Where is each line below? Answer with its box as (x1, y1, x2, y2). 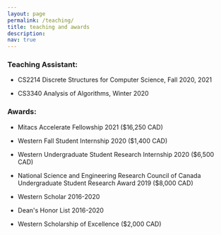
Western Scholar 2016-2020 (17, 192, 100, 201)
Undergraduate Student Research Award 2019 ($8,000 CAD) (17, 179, 193, 187)
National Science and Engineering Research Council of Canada (17, 171, 201, 179)
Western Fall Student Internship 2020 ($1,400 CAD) (17, 136, 168, 145)
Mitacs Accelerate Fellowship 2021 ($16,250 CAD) (17, 122, 164, 131)
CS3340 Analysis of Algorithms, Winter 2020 (17, 89, 150, 98)
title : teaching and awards (7, 23, 90, 30)
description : (7, 30, 46, 37)
